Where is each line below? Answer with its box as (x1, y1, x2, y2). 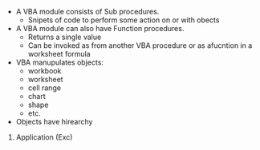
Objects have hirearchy (15, 117, 93, 126)
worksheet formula (27, 49, 91, 58)
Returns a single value (27, 32, 102, 41)
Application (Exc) (15, 132, 73, 142)
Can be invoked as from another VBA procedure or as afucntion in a (27, 41, 253, 50)
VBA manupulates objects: (15, 57, 104, 67)
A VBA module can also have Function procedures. (15, 24, 185, 33)
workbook (27, 66, 62, 75)
